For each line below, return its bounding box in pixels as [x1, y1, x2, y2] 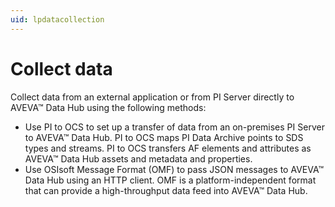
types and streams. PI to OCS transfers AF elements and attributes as [24, 142, 312, 154]
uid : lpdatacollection [10, 14, 105, 25]
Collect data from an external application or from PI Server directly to [10, 91, 295, 103]
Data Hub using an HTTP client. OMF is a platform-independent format [24, 174, 317, 186]
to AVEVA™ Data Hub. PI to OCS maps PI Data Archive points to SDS [24, 131, 304, 143]
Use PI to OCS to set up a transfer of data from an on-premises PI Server [24, 121, 325, 133]
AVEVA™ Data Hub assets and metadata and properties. [24, 152, 253, 165]
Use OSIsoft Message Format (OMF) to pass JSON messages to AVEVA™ [24, 163, 325, 175]
